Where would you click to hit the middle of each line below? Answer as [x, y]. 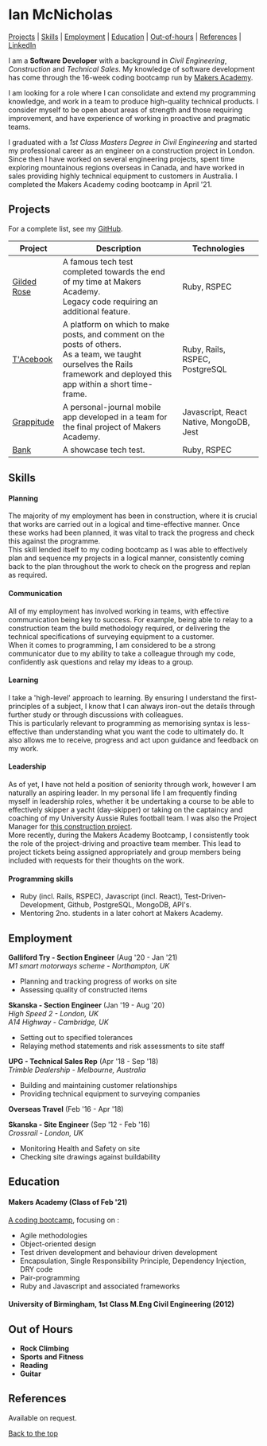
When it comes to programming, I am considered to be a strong [112, 645]
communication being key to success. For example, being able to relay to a [131, 619]
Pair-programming [50, 1277]
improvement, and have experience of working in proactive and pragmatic [129, 118]
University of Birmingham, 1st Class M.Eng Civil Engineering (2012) [121, 1304]
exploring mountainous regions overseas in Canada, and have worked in [126, 167]
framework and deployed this [117, 374]
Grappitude [33, 422]
